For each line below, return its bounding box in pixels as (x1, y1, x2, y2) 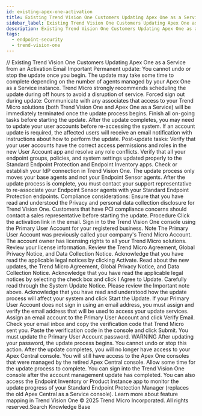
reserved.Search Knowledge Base (6, 403, 91, 410)
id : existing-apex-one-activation (6, 8, 93, 15)
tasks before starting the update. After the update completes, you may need (6, 116, 194, 123)
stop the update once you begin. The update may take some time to (6, 71, 174, 79)
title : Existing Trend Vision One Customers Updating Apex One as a (6, 14, 182, 20)
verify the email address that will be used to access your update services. (6, 307, 189, 315)
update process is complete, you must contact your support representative (6, 179, 192, 187)
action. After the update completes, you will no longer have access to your (6, 346, 191, 353)
